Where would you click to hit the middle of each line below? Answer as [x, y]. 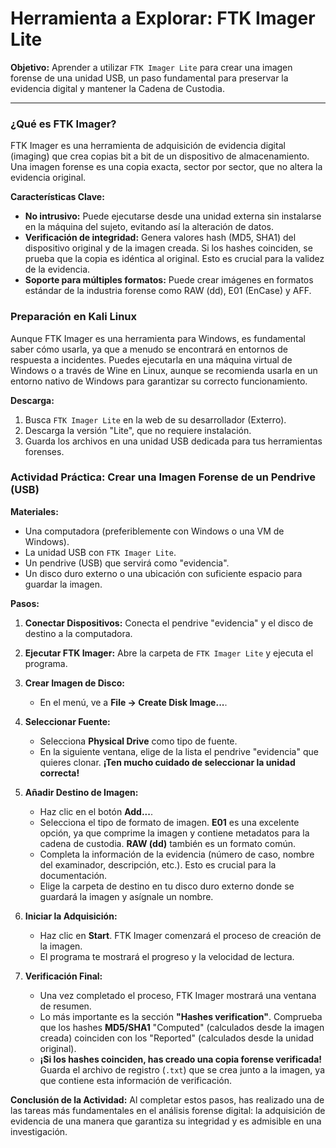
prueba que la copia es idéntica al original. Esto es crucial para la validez [174, 259]
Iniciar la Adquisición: [71, 916]
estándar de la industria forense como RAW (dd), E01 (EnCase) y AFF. [168, 291]
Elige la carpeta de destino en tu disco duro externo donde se [167, 886]
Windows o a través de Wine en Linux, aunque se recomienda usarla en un [164, 370]
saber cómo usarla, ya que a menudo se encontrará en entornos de [149, 349]
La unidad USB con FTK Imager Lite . [100, 552]
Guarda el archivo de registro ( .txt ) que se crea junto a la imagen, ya [182, 1069]
